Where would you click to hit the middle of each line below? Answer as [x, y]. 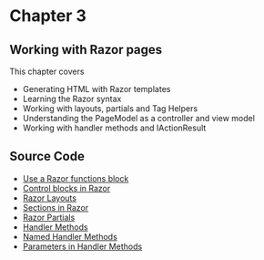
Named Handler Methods [70, 236]
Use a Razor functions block [76, 178]
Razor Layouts [50, 198]
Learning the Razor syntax [72, 99]
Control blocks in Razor [66, 188]
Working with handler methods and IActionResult [114, 128]
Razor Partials [49, 217]
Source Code [47, 156]
